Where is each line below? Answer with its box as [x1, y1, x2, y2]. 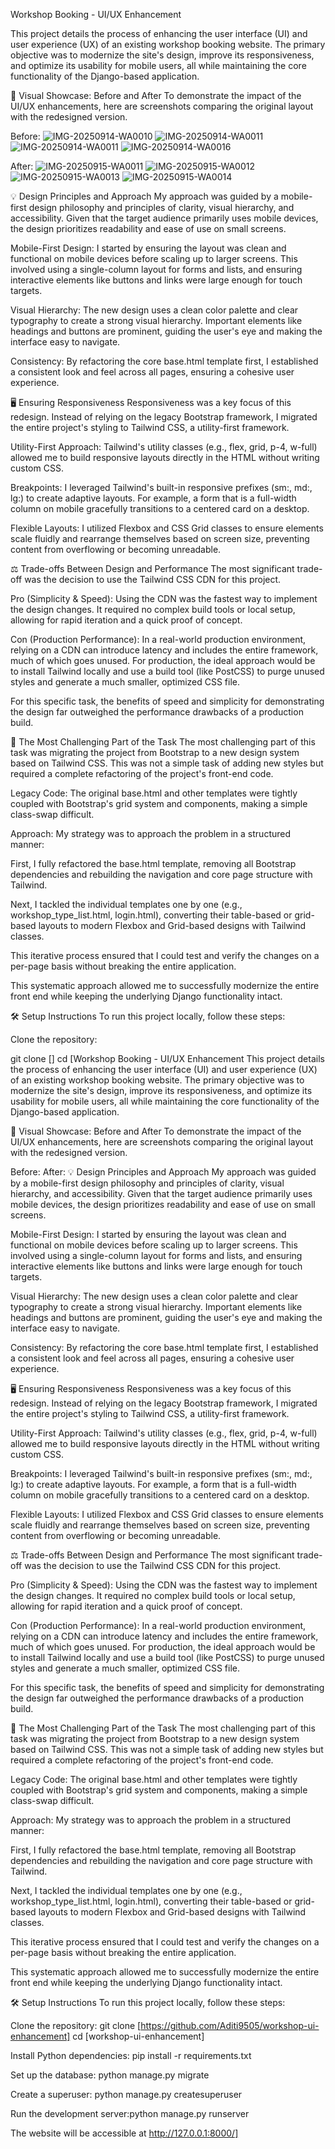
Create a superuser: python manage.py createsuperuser [10, 2089, 243, 2100]
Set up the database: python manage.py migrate [10, 2069, 210, 2081]
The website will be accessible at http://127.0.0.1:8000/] [10, 2127, 239, 2139]
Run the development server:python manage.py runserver [10, 2108, 250, 2119]
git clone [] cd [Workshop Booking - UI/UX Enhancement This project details [10, 1053, 325, 1064]
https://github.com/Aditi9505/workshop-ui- [140, 2020, 320, 2031]
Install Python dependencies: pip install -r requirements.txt [10, 2050, 252, 2061]
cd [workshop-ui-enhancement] [72, 2030, 205, 2042]
